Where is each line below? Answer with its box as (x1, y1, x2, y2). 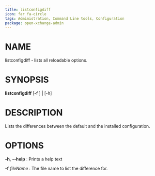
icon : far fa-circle (5, 12, 47, 16)
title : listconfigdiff (5, 7, 51, 12)
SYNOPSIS (5, 74, 49, 85)
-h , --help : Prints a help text (5, 156, 62, 162)
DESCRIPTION (5, 107, 63, 118)
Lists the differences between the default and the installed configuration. (5, 123, 150, 129)
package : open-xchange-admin (5, 20, 64, 26)
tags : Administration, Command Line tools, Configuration (5, 16, 124, 21)
